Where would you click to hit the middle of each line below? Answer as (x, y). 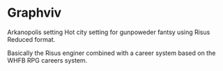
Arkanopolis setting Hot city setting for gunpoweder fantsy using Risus (109, 32)
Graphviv (34, 13)
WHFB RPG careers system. (47, 60)
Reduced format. (31, 39)
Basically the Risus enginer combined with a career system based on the (111, 53)
